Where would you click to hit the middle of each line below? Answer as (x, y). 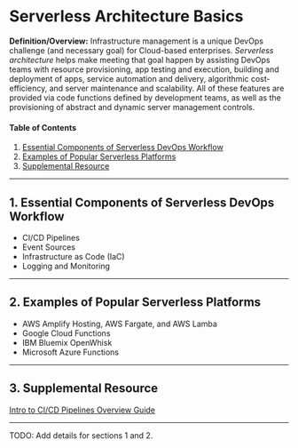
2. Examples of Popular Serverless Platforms (135, 303)
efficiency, (28, 88)
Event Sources (49, 247)
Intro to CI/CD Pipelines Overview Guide (82, 410)
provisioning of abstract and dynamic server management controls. (132, 107)
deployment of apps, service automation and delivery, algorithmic (129, 78)
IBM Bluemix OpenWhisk (67, 342)
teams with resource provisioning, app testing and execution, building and (144, 69)
